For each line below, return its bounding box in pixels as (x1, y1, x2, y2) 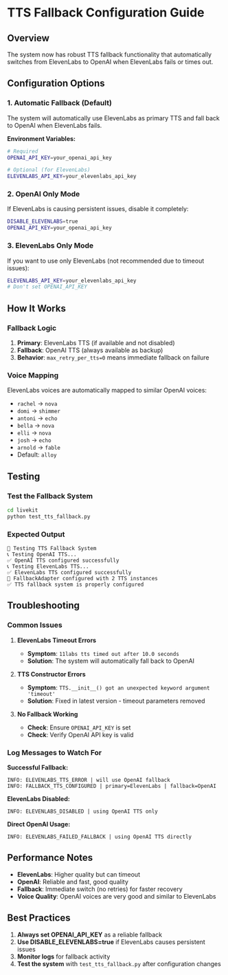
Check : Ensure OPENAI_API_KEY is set (27, 723, 131, 732)
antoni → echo (16, 414, 58, 422)
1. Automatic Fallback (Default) (7, 98, 112, 108)
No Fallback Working (16, 710, 78, 718)
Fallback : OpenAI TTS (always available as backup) (16, 346, 163, 354)
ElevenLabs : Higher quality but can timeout (16, 870, 141, 878)
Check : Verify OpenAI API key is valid (27, 730, 134, 738)
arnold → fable (16, 443, 60, 452)
